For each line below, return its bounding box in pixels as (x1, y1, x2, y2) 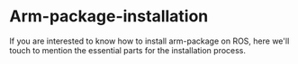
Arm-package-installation (9, 6, 209, 27)
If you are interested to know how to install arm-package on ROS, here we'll (9, 36, 290, 46)
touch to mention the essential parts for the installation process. (9, 44, 246, 55)
